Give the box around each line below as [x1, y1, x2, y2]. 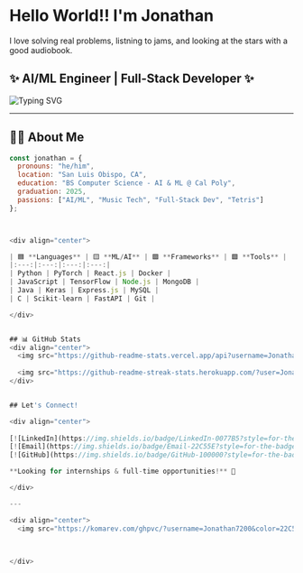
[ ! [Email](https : [9, 442, 75, 451]
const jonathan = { [9, 153, 83, 162]
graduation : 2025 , [17, 187, 87, 197]
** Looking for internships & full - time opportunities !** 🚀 [9, 467, 236, 476]
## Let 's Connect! [9, 401, 78, 410]
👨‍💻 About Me [9, 130, 85, 145]
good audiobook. [9, 44, 73, 55]
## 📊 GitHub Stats [9, 335, 81, 344]
